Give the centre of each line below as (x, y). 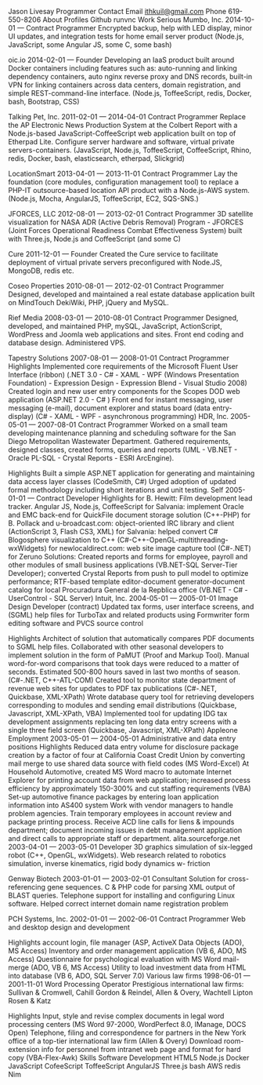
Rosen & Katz (30, 1001)
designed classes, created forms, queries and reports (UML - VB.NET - (123, 450)
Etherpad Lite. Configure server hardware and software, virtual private (121, 142)
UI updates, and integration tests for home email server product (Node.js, (126, 36)
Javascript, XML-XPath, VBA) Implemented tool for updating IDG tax (118, 714)
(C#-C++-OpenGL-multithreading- (173, 540)
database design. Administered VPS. (67, 343)
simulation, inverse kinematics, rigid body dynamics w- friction (109, 863)
